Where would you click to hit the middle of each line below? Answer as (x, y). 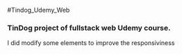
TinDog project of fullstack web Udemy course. (89, 28)
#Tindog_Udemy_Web (39, 10)
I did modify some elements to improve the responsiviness (91, 43)
